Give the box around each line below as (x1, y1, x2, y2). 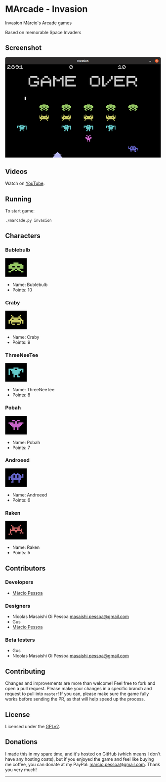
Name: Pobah (12, 439, 41, 445)
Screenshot (5, 43, 42, 52)
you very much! (5, 767, 37, 773)
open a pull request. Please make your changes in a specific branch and (5, 686, 152, 692)
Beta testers (5, 636, 36, 643)
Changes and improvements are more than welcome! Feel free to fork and (5, 680, 156, 686)
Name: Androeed (12, 492, 47, 497)
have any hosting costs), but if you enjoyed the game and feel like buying (5, 756, 154, 762)
